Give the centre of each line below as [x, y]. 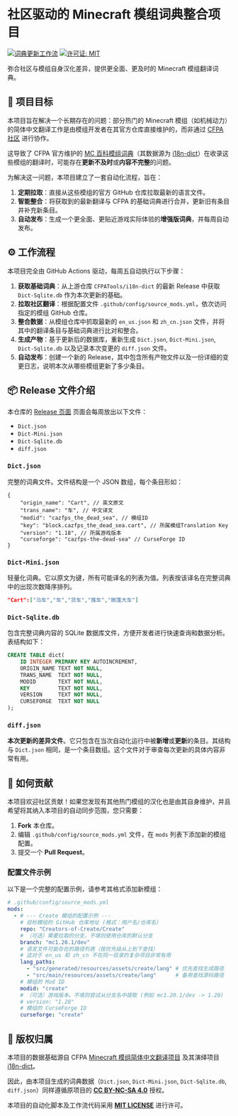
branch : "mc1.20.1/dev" [55, 942]
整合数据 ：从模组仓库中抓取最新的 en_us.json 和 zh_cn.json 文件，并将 [121, 321]
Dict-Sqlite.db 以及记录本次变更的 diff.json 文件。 [94, 348]
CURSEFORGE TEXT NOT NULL [60, 701]
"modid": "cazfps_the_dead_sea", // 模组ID [84, 518]
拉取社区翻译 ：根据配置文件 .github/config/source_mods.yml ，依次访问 [122, 303]
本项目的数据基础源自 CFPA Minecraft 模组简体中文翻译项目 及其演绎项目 [113, 1057]
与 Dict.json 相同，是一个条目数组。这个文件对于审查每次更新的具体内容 [113, 749]
